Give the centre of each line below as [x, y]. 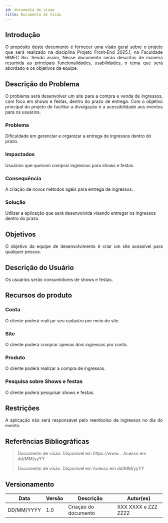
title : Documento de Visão [33, 15]
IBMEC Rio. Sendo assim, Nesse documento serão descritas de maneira [84, 58]
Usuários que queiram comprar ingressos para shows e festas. [70, 165]
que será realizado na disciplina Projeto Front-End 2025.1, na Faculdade [84, 52]
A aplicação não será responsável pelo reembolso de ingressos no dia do [84, 420]
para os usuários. [23, 112]
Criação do [81, 506]
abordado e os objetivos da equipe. [42, 68]
